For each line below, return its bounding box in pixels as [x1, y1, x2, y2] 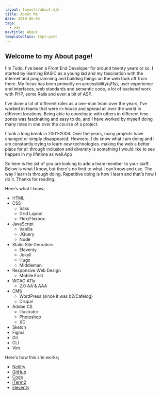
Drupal [19, 298, 33, 304]
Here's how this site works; [5, 354, 60, 360]
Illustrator [19, 308, 39, 314]
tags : [5, 20, 16, 26]
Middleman [19, 262, 42, 268]
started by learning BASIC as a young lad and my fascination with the [5, 70, 144, 76]
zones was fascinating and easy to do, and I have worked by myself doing [5, 116, 153, 122]
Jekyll [19, 251, 32, 258]
